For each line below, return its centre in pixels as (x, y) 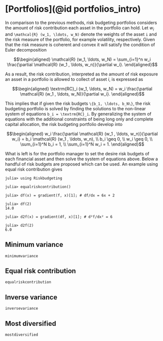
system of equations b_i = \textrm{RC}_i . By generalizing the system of (78, 114)
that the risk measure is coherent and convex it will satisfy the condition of (80, 45)
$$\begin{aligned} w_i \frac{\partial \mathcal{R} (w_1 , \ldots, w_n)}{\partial (82, 134)
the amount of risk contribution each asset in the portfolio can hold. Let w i (80, 28)
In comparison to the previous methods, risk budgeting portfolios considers (81, 23)
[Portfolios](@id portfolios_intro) (73, 9)
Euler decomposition (26, 49)
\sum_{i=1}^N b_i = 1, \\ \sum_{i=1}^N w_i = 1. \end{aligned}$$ (82, 144)
